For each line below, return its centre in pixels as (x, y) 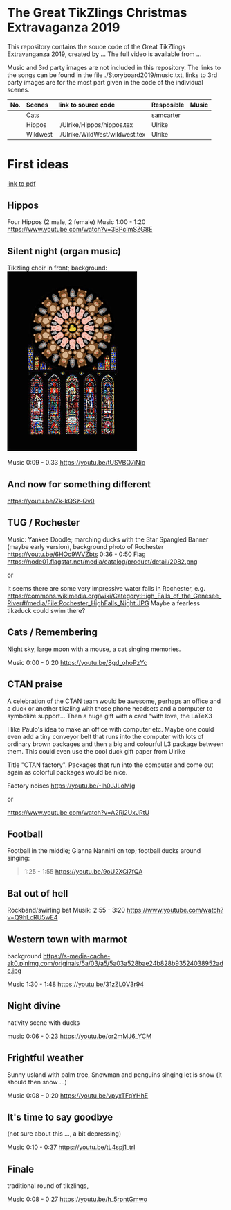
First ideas (38, 164)
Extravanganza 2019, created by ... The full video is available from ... (104, 54)
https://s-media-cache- (77, 956)
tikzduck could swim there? (46, 610)
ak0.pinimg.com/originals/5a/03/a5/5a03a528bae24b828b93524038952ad (115, 963)
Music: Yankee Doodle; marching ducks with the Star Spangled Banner (108, 539)
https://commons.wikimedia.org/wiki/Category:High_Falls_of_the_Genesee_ (114, 596)
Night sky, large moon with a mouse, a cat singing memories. (94, 649)
